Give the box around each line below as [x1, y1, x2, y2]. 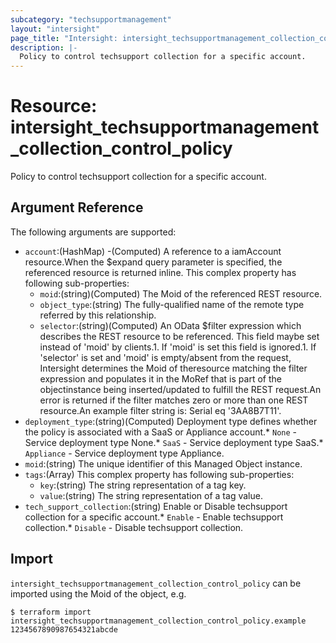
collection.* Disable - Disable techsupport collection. [24, 521, 244, 533]
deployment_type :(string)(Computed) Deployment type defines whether [24, 415, 318, 427]
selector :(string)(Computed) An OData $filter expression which [39, 319, 302, 331]
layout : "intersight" [10, 24, 101, 34]
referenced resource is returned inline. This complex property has [24, 266, 297, 278]
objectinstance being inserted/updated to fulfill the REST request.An [39, 383, 322, 395]
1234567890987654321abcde [10, 624, 118, 635]
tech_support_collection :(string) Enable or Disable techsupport [24, 500, 288, 512]
